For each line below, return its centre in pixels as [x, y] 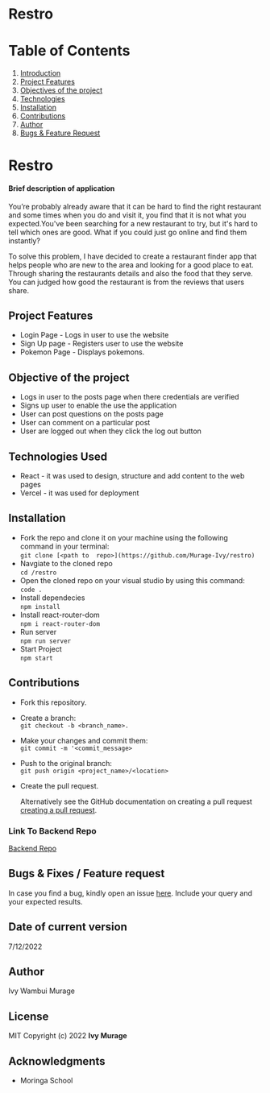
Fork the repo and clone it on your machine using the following [124, 537]
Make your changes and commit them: [84, 740]
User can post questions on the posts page [91, 414]
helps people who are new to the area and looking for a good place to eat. [131, 265]
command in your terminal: [64, 546]
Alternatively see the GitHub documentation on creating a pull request [136, 801]
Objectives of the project [61, 90]
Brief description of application [62, 188]
